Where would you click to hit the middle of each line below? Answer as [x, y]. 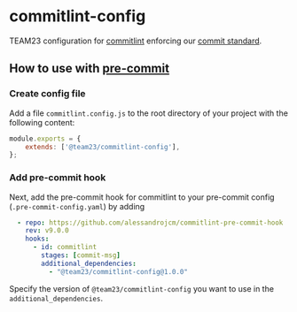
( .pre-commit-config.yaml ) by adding [77, 206]
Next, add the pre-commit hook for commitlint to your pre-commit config [142, 197]
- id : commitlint [65, 247]
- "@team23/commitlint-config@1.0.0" [118, 271]
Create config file [47, 94]
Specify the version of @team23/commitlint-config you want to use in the [142, 288]
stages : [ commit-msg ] [81, 255]
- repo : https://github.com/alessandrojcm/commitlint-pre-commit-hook [150, 223]
